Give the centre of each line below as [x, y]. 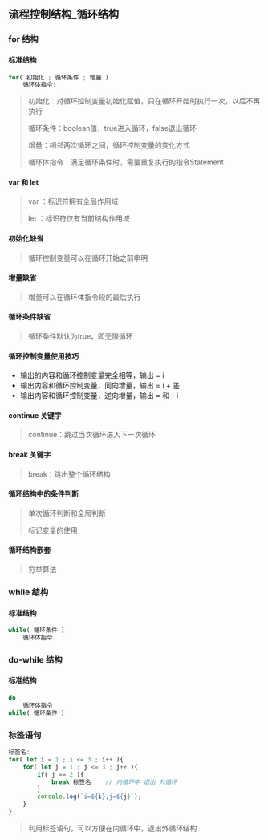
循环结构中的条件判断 [43, 494]
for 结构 [23, 39]
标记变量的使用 [53, 530]
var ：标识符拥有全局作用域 [73, 201]
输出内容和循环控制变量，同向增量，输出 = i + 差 [100, 386]
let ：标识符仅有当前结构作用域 [79, 218]
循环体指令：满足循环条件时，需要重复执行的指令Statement [126, 162]
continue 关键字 [35, 415]
